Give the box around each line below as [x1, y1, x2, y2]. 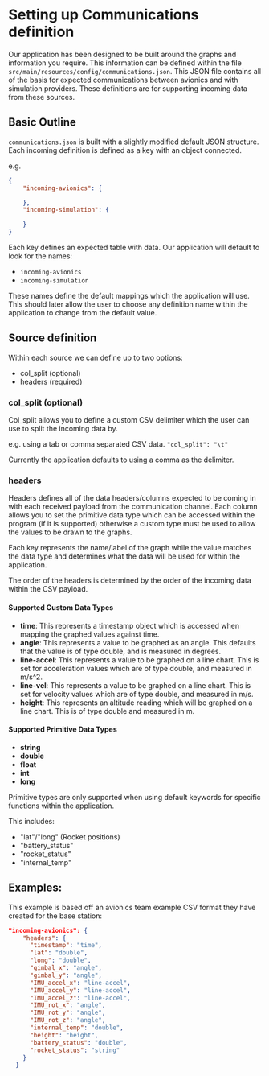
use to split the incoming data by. [8, 424, 118, 434]
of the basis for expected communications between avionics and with [8, 75, 238, 85]
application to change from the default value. [8, 308, 157, 317]
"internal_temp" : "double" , [29, 1024, 124, 1032]
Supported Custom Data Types [8, 603, 114, 612]
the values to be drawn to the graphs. [8, 527, 132, 537]
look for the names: [8, 251, 73, 261]
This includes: [8, 816, 55, 826]
